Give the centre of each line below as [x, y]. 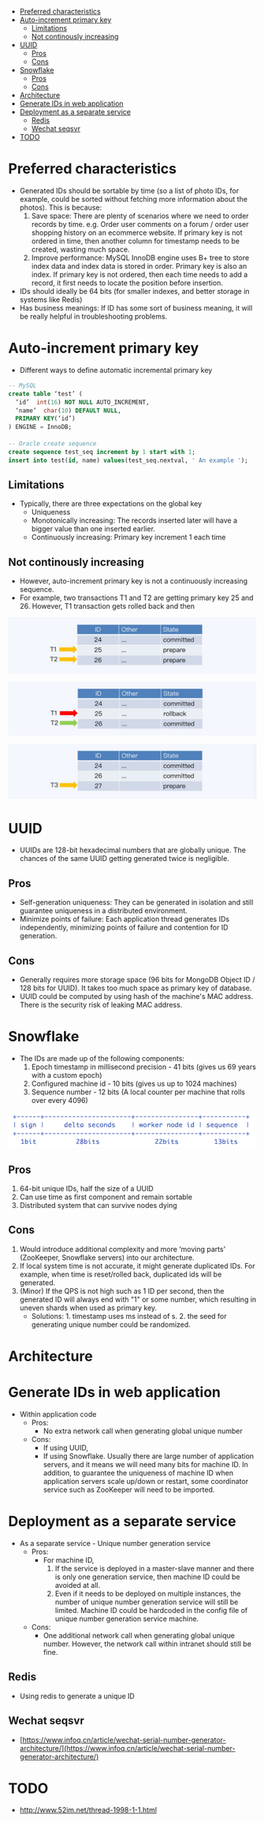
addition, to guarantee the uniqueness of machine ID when [138, 1473]
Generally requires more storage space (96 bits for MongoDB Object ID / [137, 979]
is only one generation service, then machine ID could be [147, 1577]
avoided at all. [78, 1585]
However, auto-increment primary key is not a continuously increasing [134, 581]
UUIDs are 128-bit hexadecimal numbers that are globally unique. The [133, 850]
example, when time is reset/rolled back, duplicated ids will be [121, 1274]
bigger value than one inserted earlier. [93, 529]
